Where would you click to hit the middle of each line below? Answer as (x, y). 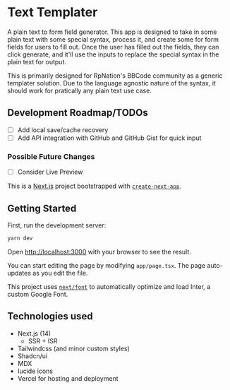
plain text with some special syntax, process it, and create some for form (113, 39)
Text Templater (53, 12)
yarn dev (20, 238)
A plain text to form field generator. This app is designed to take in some (112, 32)
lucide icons (35, 371)
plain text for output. (37, 61)
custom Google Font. (38, 294)
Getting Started (42, 208)
